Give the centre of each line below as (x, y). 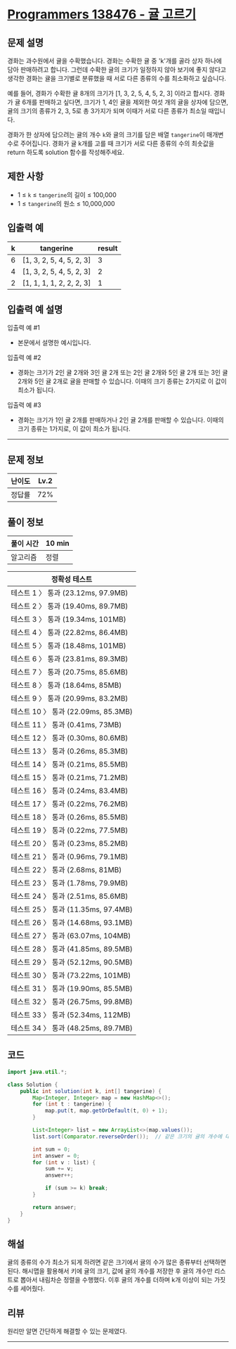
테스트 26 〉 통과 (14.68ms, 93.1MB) (72, 923)
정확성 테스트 (72, 580)
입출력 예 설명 (35, 310)
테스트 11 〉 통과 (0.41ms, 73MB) (66, 725)
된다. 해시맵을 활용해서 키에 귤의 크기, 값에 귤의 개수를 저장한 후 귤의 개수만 (110, 1271)
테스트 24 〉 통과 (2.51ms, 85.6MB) (70, 896)
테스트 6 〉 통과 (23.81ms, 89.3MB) (70, 659)
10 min (58, 544)
